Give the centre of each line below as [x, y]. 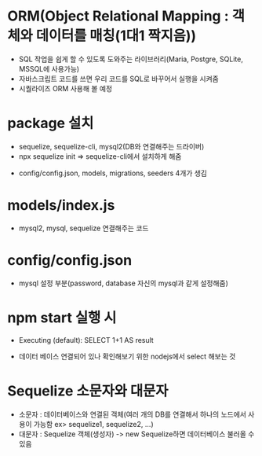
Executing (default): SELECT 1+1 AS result [86, 340]
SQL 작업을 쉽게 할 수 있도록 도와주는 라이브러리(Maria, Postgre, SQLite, [131, 59]
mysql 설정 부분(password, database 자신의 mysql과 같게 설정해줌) [124, 283]
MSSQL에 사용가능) [49, 68]
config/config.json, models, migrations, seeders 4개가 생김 [113, 173]
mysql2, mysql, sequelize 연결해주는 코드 [84, 228]
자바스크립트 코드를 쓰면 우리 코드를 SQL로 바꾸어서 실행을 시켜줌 [118, 79]
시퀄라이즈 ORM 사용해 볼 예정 [65, 88]
